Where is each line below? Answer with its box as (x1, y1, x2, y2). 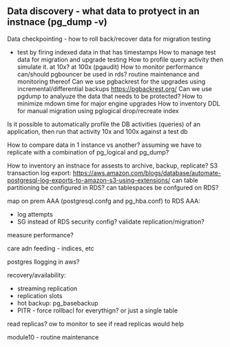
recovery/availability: (7, 270, 67, 279)
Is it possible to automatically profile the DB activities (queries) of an (7, 120, 201, 128)
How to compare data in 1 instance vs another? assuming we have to (7, 141, 202, 149)
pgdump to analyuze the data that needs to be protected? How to (17, 92, 203, 100)
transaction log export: (7, 168, 72, 177)
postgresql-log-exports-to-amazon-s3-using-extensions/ (7, 176, 171, 184)
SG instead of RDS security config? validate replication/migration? (17, 217, 205, 226)
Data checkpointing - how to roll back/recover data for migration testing (7, 34, 211, 43)
